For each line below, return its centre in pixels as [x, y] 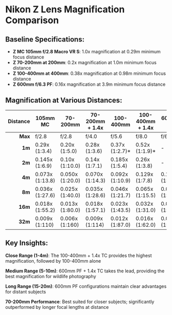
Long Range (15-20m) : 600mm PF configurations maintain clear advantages [86, 286]
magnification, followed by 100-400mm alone [53, 261]
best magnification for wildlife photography [51, 276]
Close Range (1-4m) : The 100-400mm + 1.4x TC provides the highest [79, 255]
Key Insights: [27, 243]
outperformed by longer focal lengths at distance [57, 307]
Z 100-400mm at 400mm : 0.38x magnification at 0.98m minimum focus [89, 73]
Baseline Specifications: [45, 39]
